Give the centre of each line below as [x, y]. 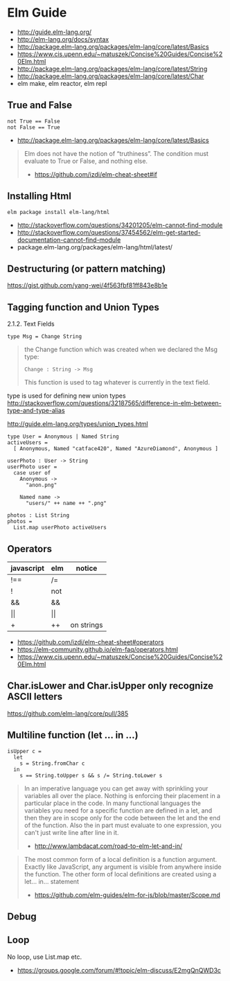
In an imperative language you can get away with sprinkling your [116, 788]
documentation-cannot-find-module [69, 240]
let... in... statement [52, 881]
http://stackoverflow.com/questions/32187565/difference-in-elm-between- [114, 403]
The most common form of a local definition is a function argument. [121, 859]
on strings [87, 625]
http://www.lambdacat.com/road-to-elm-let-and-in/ [108, 846]
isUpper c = [24, 751]
